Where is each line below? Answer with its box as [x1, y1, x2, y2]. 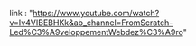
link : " [9, 8, 33, 18]
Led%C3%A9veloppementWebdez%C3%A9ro [9, 27, 183, 37]
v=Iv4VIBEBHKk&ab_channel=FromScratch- [9, 17, 173, 28]
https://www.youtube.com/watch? [33, 8, 160, 18]
